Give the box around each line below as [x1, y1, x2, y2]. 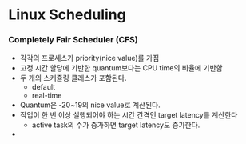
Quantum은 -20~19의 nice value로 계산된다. [19, 100, 161, 110]
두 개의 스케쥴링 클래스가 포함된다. [19, 74, 127, 83]
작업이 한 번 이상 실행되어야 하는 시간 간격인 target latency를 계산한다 [19, 110, 238, 120]
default [31, 82, 56, 92]
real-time [31, 90, 62, 101]
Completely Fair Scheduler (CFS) [8, 34, 138, 46]
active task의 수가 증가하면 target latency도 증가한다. [31, 120, 200, 130]
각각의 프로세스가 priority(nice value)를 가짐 [19, 54, 160, 63]
